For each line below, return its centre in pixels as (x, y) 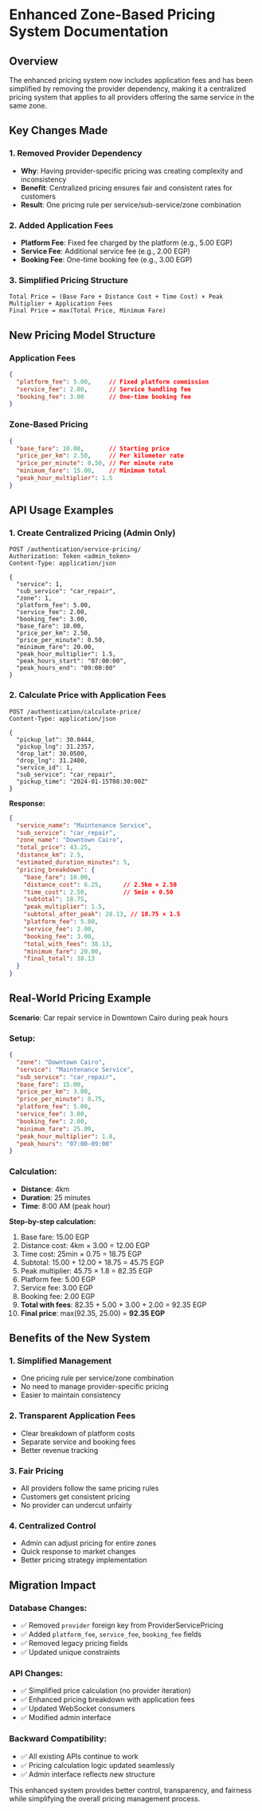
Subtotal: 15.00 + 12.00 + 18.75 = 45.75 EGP (92, 1262)
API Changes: (36, 1673)
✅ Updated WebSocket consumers (78, 1709)
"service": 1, (39, 585)
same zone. (28, 106)
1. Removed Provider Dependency (76, 153)
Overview (34, 61)
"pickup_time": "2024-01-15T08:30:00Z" (82, 781)
